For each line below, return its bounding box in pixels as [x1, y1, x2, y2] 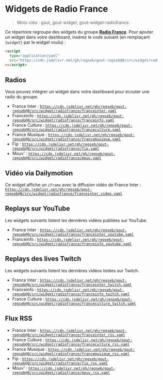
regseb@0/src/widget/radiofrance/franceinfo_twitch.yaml [12, 291, 130, 297]
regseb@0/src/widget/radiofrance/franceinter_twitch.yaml [12, 282, 132, 287]
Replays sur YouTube [5, 205, 70, 213]
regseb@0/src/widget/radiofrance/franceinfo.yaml [12, 118, 115, 123]
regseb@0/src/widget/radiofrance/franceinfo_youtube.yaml [12, 241, 132, 247]
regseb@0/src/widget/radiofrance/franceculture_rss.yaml [12, 342, 130, 347]
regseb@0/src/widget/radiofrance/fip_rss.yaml [12, 361, 108, 366]
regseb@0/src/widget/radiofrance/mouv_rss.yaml [12, 370, 110, 375]
